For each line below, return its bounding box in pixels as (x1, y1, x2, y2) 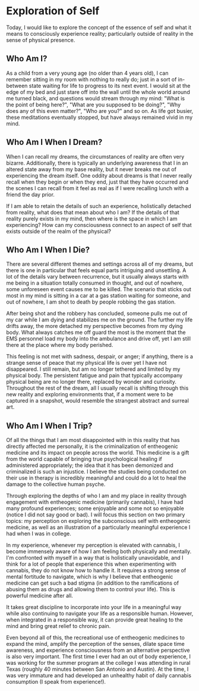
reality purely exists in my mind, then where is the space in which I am (6, 215, 178, 222)
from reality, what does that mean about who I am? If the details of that (6, 209, 179, 216)
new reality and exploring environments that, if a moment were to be (6, 391, 173, 398)
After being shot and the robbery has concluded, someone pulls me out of (6, 310, 188, 317)
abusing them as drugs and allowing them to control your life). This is (6, 586, 175, 593)
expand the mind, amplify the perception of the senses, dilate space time (6, 640, 185, 648)
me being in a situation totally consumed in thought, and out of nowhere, (6, 279, 184, 286)
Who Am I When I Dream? (6, 137, 103, 147)
